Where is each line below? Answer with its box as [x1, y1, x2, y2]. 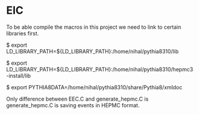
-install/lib [6, 72, 31, 79]
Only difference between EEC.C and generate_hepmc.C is [6, 95, 149, 102]
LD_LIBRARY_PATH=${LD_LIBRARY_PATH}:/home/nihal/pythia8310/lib [6, 47, 179, 55]
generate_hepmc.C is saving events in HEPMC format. [6, 101, 140, 108]
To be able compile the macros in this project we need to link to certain [6, 23, 182, 31]
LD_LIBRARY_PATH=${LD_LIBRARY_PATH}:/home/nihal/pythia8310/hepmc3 [6, 65, 194, 72]
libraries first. [6, 29, 39, 37]
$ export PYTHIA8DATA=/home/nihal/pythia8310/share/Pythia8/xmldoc [6, 83, 183, 90]
